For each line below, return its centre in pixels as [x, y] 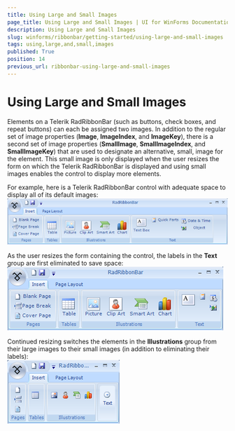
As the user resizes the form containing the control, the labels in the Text [112, 256]
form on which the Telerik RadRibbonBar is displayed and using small [107, 166]
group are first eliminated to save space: [65, 264]
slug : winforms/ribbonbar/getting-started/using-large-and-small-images [115, 37]
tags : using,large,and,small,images [60, 45]
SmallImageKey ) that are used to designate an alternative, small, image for [115, 151]
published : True [31, 52]
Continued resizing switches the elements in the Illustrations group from [112, 342]
